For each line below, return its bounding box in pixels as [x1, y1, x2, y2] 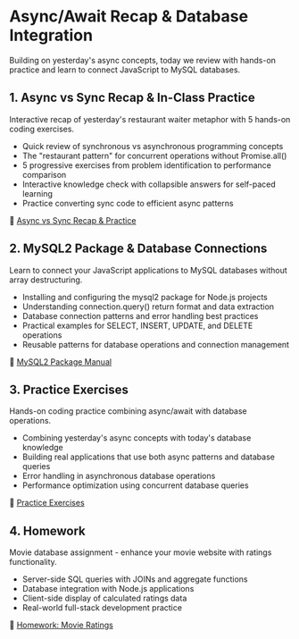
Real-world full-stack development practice [21, 602, 183, 613]
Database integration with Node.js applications [21, 584, 195, 594]
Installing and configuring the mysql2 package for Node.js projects [21, 291, 268, 302]
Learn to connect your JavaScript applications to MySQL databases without [9, 265, 287, 275]
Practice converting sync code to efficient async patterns [21, 198, 234, 208]
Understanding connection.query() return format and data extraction [21, 301, 275, 312]
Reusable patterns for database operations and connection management [21, 339, 290, 349]
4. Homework [9, 523, 87, 538]
